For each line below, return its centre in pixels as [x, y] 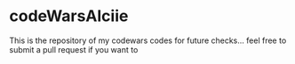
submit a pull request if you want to [74, 49]
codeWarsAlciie [69, 16]
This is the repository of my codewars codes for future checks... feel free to [148, 40]
